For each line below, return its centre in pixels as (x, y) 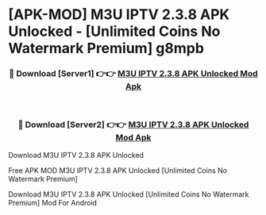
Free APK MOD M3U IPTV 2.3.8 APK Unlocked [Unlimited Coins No (118, 170)
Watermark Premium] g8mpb (106, 48)
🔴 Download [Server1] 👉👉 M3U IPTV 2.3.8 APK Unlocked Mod (133, 74)
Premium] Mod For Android (53, 202)
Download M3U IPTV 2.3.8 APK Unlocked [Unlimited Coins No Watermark (129, 194)
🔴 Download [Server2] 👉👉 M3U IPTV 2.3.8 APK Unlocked (133, 125)
